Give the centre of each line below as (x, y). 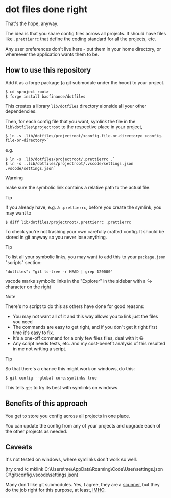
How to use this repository (48, 70)
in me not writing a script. (40, 349)
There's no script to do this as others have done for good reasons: (75, 306)
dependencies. (21, 111)
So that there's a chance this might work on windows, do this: (70, 368)
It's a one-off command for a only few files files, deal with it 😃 (78, 338)
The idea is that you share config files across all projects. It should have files (86, 33)
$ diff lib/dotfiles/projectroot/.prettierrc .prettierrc (68, 222)
